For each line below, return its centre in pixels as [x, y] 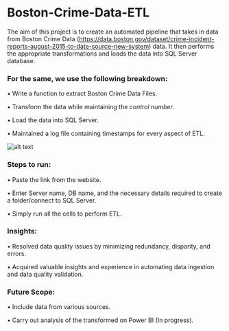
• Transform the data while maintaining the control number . [91, 107]
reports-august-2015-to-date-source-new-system [78, 46]
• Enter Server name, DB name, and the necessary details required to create [115, 193]
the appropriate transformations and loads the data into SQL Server [102, 54]
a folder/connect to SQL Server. [52, 200]
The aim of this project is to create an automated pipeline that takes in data [113, 32]
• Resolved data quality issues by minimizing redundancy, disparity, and [109, 246]
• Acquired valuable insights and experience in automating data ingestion [111, 266]
